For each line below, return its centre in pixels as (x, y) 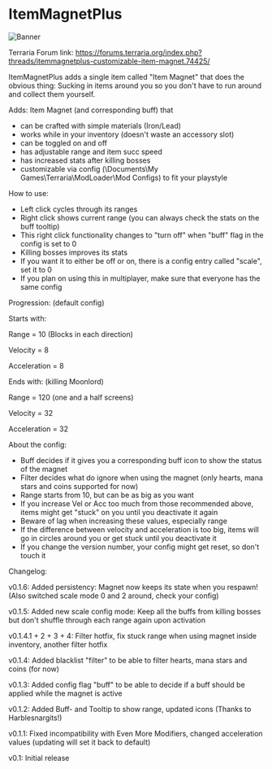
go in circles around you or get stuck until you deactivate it (118, 538)
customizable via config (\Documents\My (89, 168)
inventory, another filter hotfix (58, 644)
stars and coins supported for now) (79, 486)
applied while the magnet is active (65, 693)
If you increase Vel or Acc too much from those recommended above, (137, 503)
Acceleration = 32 (39, 429)
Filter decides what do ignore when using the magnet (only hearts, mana (142, 478)
